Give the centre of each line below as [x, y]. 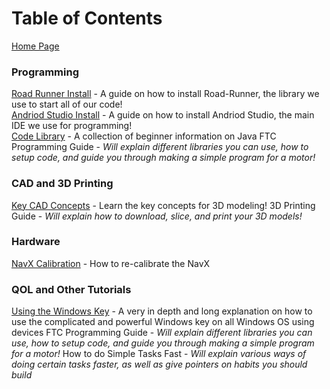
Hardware [36, 242]
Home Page [35, 46]
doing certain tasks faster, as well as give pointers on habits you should [159, 364]
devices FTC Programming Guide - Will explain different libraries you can [162, 333]
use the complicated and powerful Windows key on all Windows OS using [163, 322]
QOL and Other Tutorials [71, 289]
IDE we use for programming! [72, 126]
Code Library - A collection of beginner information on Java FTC [144, 136]
